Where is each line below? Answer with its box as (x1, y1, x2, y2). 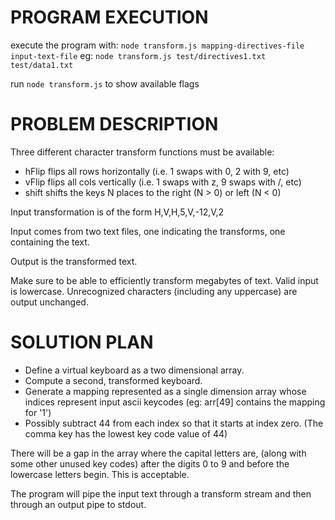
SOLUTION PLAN (10, 331, 154, 354)
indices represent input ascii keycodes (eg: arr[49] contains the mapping (24, 396, 326, 408)
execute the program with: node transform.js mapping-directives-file (10, 39, 305, 51)
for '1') (24, 406, 52, 418)
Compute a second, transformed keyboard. (24, 374, 203, 386)
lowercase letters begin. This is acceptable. (10, 468, 190, 480)
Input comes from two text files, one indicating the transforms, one (10, 225, 286, 237)
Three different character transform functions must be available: (10, 146, 275, 158)
